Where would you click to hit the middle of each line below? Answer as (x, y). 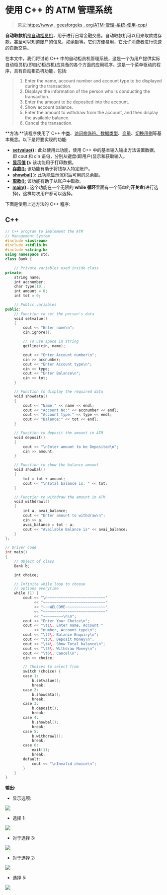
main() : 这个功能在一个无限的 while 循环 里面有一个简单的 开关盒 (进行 (83, 187)
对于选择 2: (24, 858)
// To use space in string (51, 341)
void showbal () (30, 470)
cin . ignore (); (38, 333)
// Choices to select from (51, 667)
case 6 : (31, 746)
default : (32, 759)
